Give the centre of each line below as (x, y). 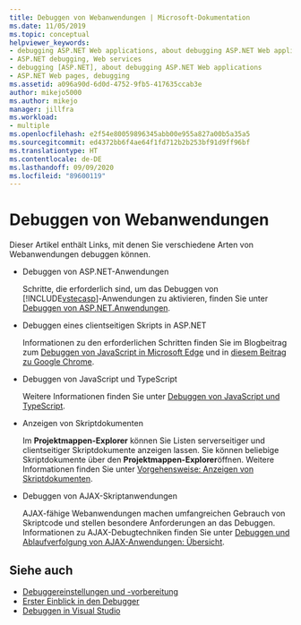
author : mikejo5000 (46, 92)
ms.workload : (34, 117)
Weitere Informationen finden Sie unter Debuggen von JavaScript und (151, 397)
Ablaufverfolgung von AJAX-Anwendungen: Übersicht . (124, 542)
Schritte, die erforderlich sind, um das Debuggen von (120, 289)
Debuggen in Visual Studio (71, 611)
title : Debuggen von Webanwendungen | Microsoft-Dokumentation (130, 17)
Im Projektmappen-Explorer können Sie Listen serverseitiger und (144, 441)
